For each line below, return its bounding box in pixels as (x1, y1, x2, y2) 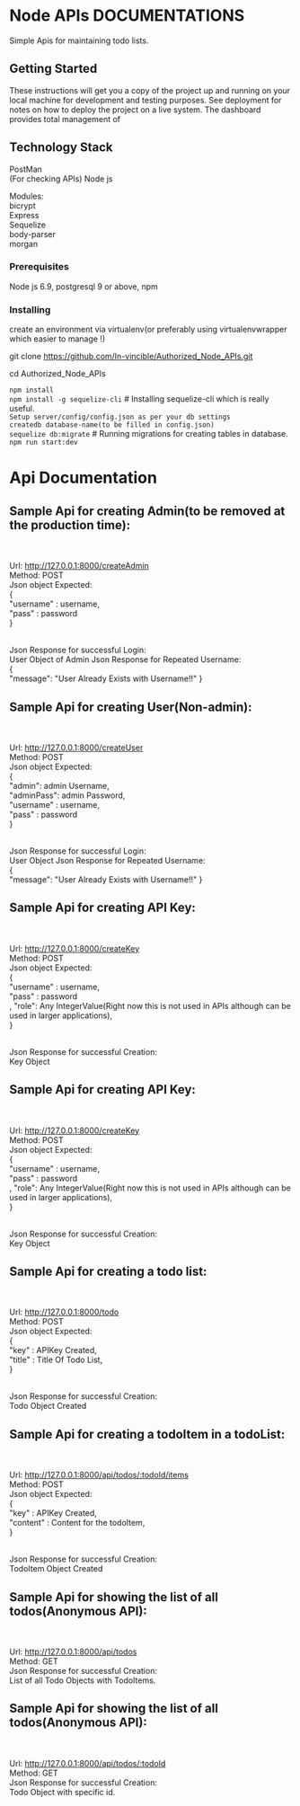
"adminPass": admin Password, (9, 790, 126, 801)
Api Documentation (9, 468, 157, 488)
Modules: (9, 190, 44, 201)
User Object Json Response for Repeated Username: (9, 854, 206, 865)
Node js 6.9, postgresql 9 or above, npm (9, 280, 159, 292)
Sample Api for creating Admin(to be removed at (9, 503, 286, 518)
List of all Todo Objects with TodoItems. (9, 1675, 156, 1686)
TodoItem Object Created (9, 1563, 103, 1574)
